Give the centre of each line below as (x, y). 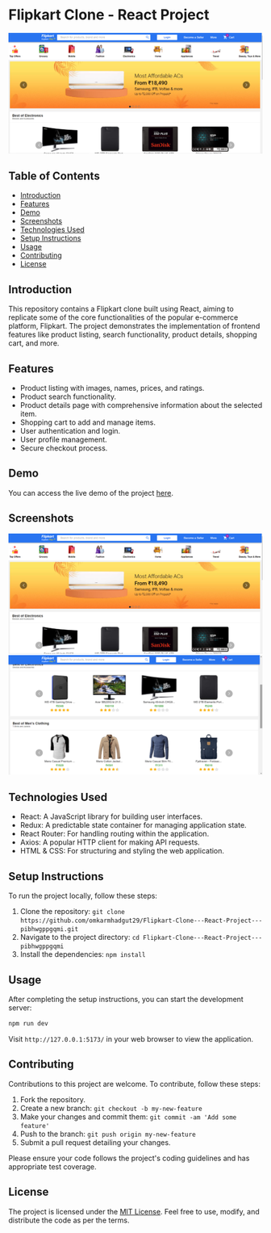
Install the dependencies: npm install (83, 954)
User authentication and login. (70, 431)
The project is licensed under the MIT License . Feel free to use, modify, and (134, 1211)
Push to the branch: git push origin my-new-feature (108, 1134)
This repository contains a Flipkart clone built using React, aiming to (121, 309)
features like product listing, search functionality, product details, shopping (133, 335)
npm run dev (28, 1024)
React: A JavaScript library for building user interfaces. (111, 816)
